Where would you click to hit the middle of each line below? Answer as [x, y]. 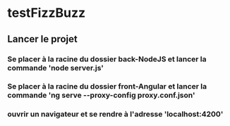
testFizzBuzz [47, 13]
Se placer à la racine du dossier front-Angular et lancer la [107, 87]
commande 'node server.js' [56, 68]
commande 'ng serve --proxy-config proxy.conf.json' [101, 95]
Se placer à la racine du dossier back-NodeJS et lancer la [107, 59]
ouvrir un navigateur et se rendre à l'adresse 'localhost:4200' [115, 114]
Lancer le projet [42, 39]
